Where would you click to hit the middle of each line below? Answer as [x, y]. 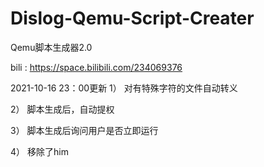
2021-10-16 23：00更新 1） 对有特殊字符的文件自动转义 [124, 88]
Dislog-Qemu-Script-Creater [132, 18]
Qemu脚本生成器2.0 [51, 47]
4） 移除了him [39, 151]
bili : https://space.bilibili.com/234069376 [96, 67]
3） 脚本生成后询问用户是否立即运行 [84, 130]
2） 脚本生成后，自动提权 [62, 109]
